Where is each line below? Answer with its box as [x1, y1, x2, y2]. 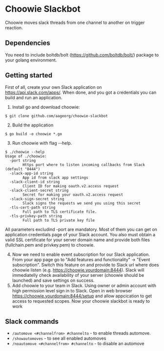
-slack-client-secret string [9, 188, 69, 193]
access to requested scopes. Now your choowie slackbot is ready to [12, 298, 150, 304]
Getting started [5, 71, 53, 80]
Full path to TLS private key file [22, 218, 95, 223]
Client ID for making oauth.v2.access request [22, 184, 119, 188]
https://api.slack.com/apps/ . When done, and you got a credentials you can [5, 89, 157, 95]
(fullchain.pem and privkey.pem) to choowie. [5, 242, 95, 248]
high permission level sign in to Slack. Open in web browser [12, 288, 133, 293]
